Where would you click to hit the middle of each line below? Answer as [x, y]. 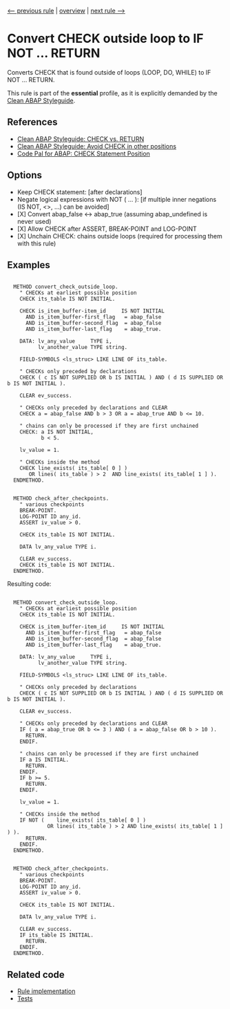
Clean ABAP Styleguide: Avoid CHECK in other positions [97, 146]
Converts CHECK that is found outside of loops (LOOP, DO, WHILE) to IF [109, 72]
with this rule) [36, 243]
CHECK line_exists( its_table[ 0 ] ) [74, 469]
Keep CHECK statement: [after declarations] [80, 192]
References [32, 122]
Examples [29, 265]
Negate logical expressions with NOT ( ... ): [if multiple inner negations [117, 199]
